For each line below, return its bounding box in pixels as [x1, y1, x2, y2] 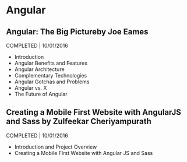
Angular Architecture [14, 66, 65, 73]
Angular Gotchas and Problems [14, 78, 90, 85]
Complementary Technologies [14, 72, 87, 79]
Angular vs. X [14, 84, 47, 91]
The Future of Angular [14, 91, 68, 97]
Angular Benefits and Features [14, 59, 88, 66]
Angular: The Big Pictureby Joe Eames [6, 27, 149, 37]
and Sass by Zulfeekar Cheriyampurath [6, 117, 151, 126]
